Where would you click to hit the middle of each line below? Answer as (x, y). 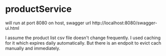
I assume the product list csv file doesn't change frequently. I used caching (83, 38)
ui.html (12, 28)
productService (38, 9)
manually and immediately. (33, 48)
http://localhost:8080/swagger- (125, 23)
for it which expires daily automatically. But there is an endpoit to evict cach (83, 43)
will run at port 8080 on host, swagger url (48, 23)
